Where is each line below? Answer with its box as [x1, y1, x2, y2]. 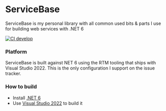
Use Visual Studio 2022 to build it [12, 100, 83, 106]
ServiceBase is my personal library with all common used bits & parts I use [5, 20, 161, 26]
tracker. [5, 70, 21, 77]
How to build [5, 83, 37, 90]
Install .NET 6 [12, 95, 41, 101]
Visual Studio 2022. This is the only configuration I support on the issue [5, 65, 155, 71]
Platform [5, 48, 27, 55]
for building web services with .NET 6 [5, 25, 84, 31]
